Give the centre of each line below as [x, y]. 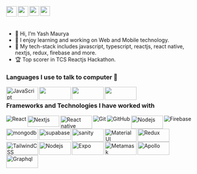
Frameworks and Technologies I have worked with [81, 106]
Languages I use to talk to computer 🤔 [62, 77]
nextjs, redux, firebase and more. [56, 53]
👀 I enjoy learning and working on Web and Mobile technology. [92, 40]
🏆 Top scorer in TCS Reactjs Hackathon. [65, 59]
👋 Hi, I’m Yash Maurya [42, 33]
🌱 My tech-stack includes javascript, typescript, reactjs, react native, [99, 46]
